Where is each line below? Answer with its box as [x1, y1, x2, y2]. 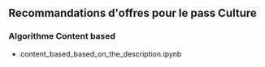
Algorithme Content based [8, 31, 116, 42]
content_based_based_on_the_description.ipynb [20, 48, 182, 59]
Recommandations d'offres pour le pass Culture [8, 6, 258, 20]
